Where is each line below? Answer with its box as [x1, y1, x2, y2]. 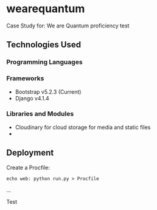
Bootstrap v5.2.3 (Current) [15, 88, 82, 96]
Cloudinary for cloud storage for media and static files [15, 124, 151, 131]
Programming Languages [6, 58, 83, 66]
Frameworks [6, 74, 44, 83]
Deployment [6, 148, 54, 158]
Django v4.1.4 [15, 94, 50, 102]
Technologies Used [6, 40, 81, 50]
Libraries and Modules [6, 110, 74, 118]
